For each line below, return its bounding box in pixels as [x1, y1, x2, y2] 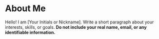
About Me [5, 3, 46, 14]
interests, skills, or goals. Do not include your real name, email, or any [5, 24, 147, 30]
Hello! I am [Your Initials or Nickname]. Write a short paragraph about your [5, 19, 154, 25]
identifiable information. [5, 29, 56, 35]
